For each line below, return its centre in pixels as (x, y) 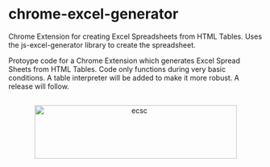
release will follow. (39, 86)
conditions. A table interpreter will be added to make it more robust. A (124, 77)
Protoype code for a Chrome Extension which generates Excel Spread (124, 61)
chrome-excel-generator (93, 14)
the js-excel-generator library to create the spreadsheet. (102, 44)
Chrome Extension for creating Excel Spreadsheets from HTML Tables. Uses (135, 36)
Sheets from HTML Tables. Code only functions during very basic (117, 69)
